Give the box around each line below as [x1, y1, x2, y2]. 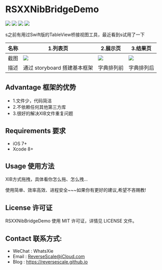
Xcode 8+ [12, 146, 34, 152]
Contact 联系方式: [5, 234, 62, 243]
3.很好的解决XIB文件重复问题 [12, 110, 73, 116]
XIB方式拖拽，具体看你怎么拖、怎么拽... [5, 176, 88, 183]
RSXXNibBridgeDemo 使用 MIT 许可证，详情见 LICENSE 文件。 [5, 218, 138, 224]
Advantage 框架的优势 [5, 83, 76, 92]
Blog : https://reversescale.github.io [12, 259, 88, 265]
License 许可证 [5, 203, 52, 212]
